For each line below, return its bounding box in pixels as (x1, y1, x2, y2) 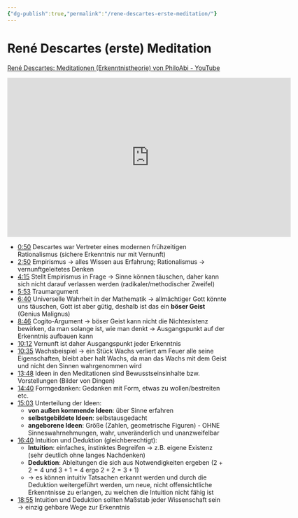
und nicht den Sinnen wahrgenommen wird (17, 361, 142, 370)
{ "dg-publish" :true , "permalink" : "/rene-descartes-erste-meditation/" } (7, 10, 218, 17)
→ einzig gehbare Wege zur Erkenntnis (17, 503, 131, 511)
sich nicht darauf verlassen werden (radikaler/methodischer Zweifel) (17, 279, 215, 288)
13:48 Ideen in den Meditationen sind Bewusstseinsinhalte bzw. (17, 369, 201, 377)
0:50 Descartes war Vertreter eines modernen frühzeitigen (17, 242, 187, 251)
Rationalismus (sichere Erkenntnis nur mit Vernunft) (17, 250, 166, 258)
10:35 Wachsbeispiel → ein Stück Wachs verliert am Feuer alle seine (17, 346, 214, 355)
